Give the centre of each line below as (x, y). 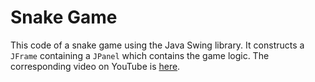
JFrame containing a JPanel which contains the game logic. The (140, 55)
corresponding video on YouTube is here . (95, 66)
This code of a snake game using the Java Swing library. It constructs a (157, 45)
